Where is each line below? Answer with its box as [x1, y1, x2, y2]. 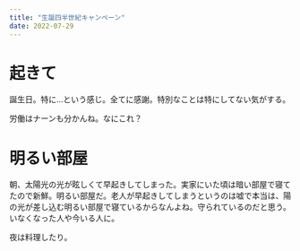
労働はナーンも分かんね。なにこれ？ [9, 113, 143, 124]
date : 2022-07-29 [9, 22, 74, 30]
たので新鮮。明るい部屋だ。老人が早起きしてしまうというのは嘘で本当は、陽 [9, 190, 292, 202]
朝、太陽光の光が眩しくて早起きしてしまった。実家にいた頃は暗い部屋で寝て [9, 179, 291, 190]
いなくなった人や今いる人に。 [9, 212, 119, 224]
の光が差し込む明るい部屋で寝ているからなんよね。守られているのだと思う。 [9, 202, 291, 212]
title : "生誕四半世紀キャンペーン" [9, 13, 125, 22]
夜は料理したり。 [9, 232, 73, 243]
